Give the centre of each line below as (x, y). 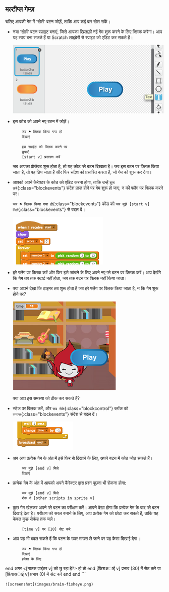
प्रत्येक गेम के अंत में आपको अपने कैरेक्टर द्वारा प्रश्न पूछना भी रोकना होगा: (69, 483)
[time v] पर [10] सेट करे (46, 529)
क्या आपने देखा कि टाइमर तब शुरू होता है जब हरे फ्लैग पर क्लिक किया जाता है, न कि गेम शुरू (86, 288)
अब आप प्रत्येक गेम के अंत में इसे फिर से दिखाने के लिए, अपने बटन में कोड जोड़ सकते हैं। (82, 458)
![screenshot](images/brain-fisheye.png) (49, 584)
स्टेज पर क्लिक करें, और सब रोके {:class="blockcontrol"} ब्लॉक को (70, 409)
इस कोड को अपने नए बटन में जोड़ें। (41, 122)
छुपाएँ (25, 152)
